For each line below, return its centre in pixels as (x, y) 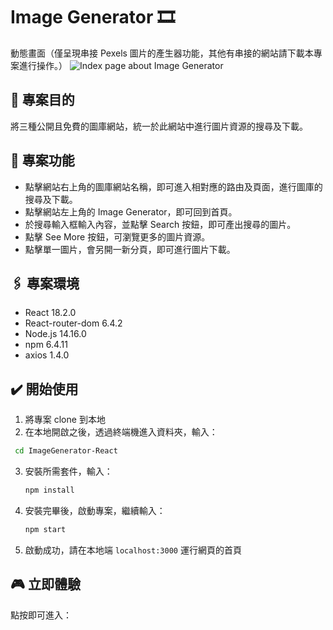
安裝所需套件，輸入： (68, 471)
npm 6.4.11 (46, 345)
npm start (45, 529)
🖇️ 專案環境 (45, 283)
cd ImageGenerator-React (66, 451)
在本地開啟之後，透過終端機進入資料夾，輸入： (121, 432)
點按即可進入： (41, 615)
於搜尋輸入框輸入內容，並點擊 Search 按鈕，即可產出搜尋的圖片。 (160, 224)
